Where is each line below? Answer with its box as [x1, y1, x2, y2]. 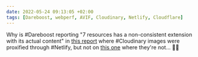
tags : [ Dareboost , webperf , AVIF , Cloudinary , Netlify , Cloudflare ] [6, 14, 183, 20]
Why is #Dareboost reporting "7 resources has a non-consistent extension [6, 31, 193, 38]
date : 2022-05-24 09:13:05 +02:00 [6, 8, 94, 15]
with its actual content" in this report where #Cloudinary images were [6, 37, 180, 44]
